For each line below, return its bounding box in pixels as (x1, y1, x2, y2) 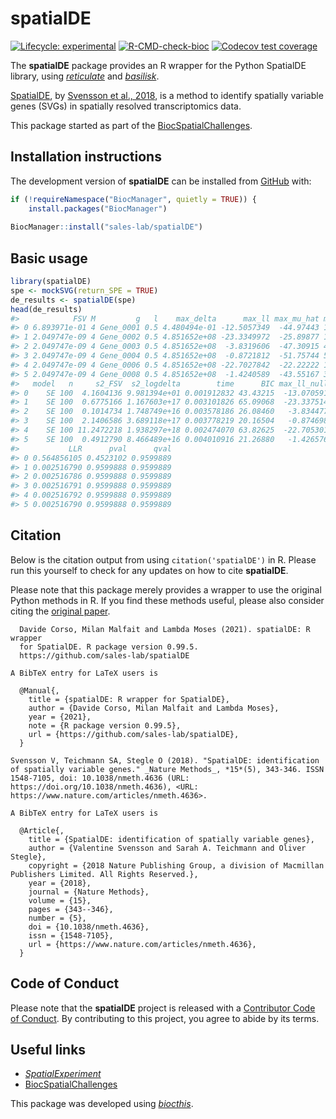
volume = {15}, (28, 895, 92, 906)
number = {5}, (28, 913, 87, 923)
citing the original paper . (10, 605, 111, 617)
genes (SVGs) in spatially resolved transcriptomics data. (10, 100, 242, 112)
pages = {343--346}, (28, 904, 114, 914)
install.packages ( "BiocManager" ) (28, 203, 168, 214)
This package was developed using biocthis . (10, 1098, 194, 1110)
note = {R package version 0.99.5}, (28, 720, 182, 731)
